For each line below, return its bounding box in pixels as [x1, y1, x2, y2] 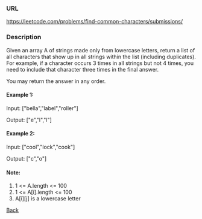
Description [6, 33, 42, 42]
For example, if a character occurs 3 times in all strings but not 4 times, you [6, 59, 194, 67]
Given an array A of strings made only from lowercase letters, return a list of [6, 46, 195, 54]
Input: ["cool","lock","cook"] [6, 143, 75, 150]
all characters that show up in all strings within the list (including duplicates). [6, 53, 196, 60]
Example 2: [6, 130, 35, 137]
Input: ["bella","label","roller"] [6, 104, 78, 112]
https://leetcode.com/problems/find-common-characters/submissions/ [6, 18, 183, 25]
